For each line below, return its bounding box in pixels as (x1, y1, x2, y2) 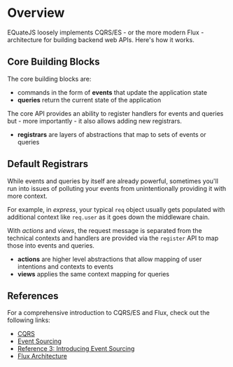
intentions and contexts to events (17, 262, 114, 271)
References (7, 290, 59, 302)
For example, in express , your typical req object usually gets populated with (7, 205, 225, 213)
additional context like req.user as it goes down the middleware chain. (7, 213, 210, 221)
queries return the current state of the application (17, 95, 162, 104)
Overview (7, 5, 65, 21)
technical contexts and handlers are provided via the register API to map (7, 234, 219, 242)
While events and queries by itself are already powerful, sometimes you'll (7, 177, 219, 185)
